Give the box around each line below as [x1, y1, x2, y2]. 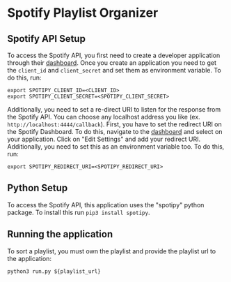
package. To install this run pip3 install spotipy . [7, 208, 150, 216]
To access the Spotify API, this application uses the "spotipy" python [7, 200, 205, 209]
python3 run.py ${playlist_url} [7, 267, 101, 275]
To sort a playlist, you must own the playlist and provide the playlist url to [7, 246, 216, 255]
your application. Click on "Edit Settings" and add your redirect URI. [7, 135, 201, 143]
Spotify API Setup [7, 33, 86, 45]
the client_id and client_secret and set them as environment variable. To [7, 66, 221, 74]
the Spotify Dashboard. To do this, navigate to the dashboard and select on [7, 128, 223, 135]
